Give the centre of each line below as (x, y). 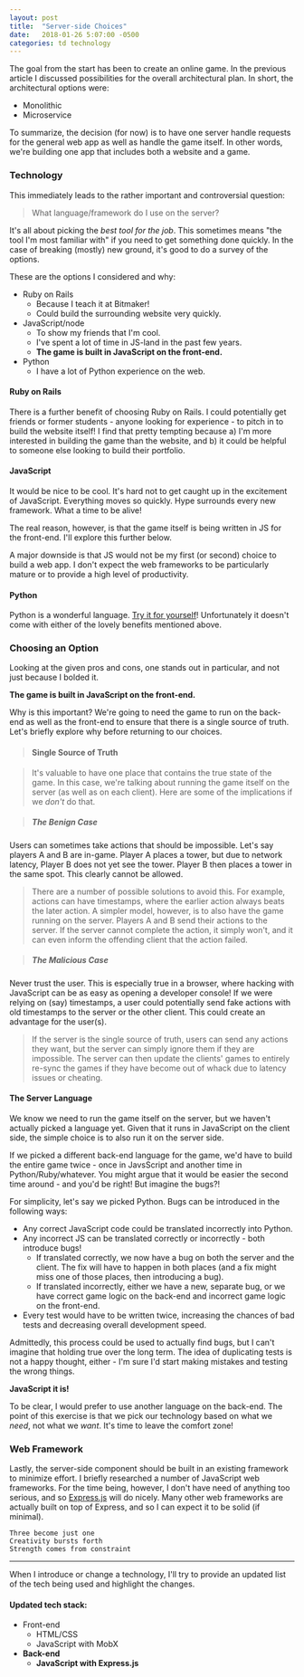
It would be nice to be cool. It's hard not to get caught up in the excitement (148, 491)
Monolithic (42, 106)
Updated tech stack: (48, 1605)
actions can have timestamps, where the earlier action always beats (158, 900)
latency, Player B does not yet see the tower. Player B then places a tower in (151, 864)
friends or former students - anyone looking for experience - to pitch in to (147, 421)
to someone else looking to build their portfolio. (97, 450)
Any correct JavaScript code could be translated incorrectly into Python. (157, 1228)
